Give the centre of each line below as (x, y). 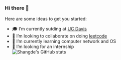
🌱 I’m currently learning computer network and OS (64, 41)
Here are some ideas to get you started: (46, 19)
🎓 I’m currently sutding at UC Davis (49, 29)
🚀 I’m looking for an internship (43, 46)
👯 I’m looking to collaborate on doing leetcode (59, 36)
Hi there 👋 (17, 8)
